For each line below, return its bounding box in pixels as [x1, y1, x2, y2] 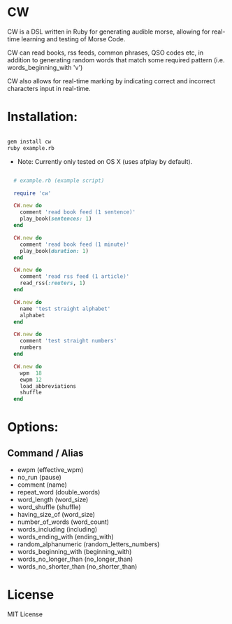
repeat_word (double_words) [17, 488, 101, 497]
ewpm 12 [20, 376, 42, 383]
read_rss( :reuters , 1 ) [20, 279, 86, 287]
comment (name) [17, 480, 68, 489]
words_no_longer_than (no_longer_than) [17, 555, 133, 564]
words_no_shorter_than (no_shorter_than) [17, 562, 138, 571]
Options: [7, 420, 59, 435]
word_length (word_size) [17, 495, 89, 504]
